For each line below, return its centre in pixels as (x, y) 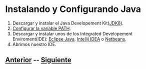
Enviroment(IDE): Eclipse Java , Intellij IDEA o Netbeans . (69, 39)
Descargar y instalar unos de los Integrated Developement (72, 33)
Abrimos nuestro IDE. (34, 44)
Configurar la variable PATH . (41, 28)
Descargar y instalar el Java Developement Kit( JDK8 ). (68, 23)
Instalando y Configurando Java (73, 9)
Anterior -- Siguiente (38, 60)
